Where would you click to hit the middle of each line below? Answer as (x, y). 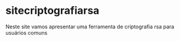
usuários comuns (27, 32)
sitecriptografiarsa (53, 11)
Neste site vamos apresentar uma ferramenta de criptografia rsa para (90, 27)
